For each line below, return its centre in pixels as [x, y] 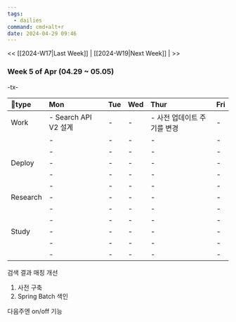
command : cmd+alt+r [36, 27]
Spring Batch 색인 [43, 296]
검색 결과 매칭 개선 [33, 272]
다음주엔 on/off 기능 [35, 311]
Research [26, 197]
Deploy [22, 162]
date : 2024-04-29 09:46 [42, 33]
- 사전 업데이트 [174, 117]
